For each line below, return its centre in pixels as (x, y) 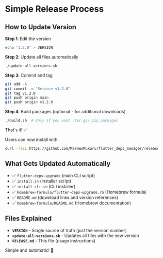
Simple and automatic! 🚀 (29, 250)
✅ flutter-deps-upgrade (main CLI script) (53, 175)
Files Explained (28, 219)
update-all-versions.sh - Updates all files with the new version (75, 236)
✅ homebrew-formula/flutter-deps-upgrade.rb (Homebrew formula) (79, 192)
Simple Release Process (55, 9)
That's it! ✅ (16, 130)
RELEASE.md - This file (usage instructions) (54, 240)
